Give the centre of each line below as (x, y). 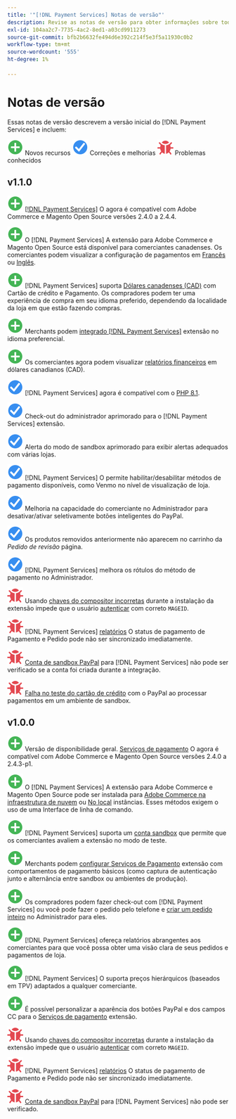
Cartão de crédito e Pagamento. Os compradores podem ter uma (101, 293)
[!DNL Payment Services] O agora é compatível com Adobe (110, 209)
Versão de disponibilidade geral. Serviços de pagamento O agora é (122, 749)
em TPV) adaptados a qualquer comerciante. (72, 986)
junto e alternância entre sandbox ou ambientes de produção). (98, 878)
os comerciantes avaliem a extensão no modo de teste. (87, 840)
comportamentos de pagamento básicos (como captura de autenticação (112, 871)
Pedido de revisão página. (45, 546)
